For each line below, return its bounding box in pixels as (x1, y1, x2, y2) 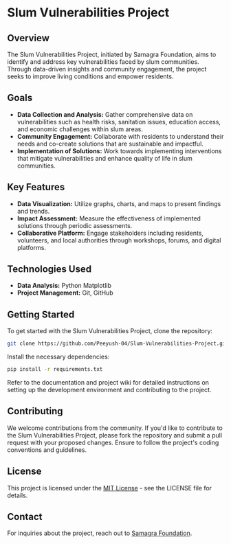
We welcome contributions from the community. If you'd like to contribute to (7, 424, 223, 432)
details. (7, 491, 28, 499)
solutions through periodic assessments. (16, 221, 133, 229)
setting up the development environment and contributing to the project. (7, 386, 212, 394)
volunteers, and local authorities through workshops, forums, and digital (16, 236, 221, 245)
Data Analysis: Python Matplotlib (16, 282, 112, 290)
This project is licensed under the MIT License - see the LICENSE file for (7, 484, 212, 492)
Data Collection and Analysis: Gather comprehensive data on (16, 110, 193, 118)
